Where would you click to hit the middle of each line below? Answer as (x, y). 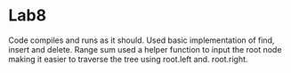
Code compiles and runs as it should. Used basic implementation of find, (141, 40)
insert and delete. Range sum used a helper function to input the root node (145, 49)
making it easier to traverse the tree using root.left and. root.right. (128, 59)
